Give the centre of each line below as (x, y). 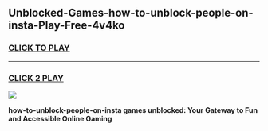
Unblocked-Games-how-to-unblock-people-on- (131, 13)
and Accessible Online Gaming (60, 118)
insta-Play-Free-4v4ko (67, 26)
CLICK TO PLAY (39, 48)
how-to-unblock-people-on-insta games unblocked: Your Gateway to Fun (133, 110)
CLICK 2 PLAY (36, 78)
